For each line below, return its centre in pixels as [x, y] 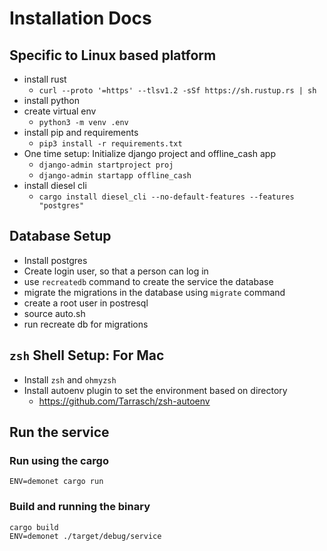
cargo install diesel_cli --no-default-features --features [166, 197]
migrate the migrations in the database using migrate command [154, 292]
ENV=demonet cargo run [56, 482]
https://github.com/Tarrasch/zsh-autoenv [124, 401]
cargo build [34, 527]
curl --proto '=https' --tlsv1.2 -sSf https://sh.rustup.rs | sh [177, 91]
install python [51, 100]
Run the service [59, 432]
